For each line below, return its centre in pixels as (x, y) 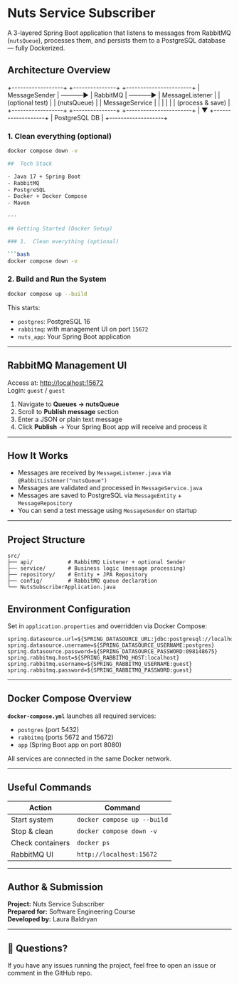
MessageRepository (45, 504)
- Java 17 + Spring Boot (44, 176)
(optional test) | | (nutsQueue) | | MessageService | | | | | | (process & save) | (119, 102)
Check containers (41, 842)
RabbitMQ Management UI (67, 365)
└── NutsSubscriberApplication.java (62, 587)
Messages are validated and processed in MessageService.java (110, 488)
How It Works (38, 456)
